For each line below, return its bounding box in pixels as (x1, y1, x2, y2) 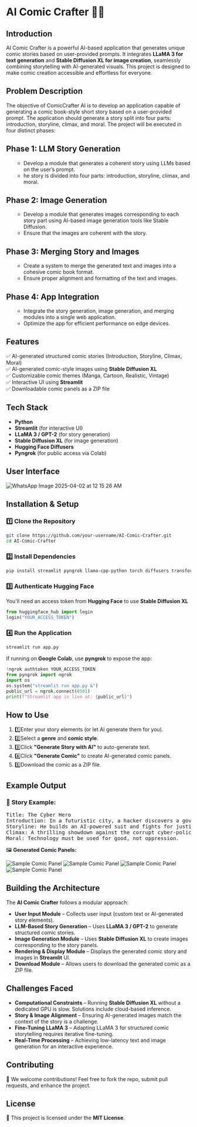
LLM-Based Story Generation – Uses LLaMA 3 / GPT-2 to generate (14, 922, 178, 929)
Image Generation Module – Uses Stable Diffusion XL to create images (14, 935, 189, 942)
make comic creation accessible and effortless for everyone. (6, 69, 152, 76)
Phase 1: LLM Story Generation (6, 144, 121, 154)
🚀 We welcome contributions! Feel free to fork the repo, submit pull (6, 1075, 168, 1082)
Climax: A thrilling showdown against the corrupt (6, 829, 155, 836)
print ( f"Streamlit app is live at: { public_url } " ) (6, 694, 133, 700)
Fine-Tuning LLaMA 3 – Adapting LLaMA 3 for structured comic (14, 1024, 169, 1031)
